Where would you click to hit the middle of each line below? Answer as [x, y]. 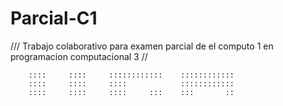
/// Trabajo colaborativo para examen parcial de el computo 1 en [142, 46]
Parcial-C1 [54, 18]
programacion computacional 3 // [79, 56]
